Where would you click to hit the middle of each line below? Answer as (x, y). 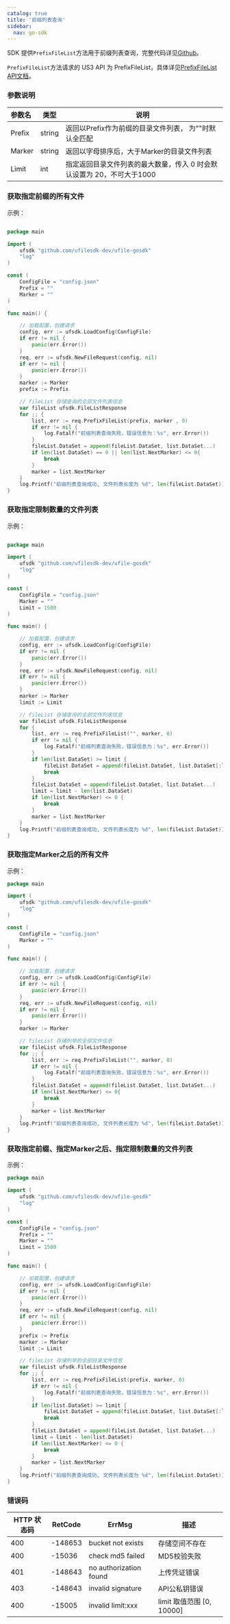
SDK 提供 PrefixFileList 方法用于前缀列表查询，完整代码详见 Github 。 (105, 53)
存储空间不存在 (182, 1543)
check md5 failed (117, 1556)
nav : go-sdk (30, 33)
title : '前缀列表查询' (36, 20)
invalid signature (115, 1588)
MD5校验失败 (180, 1556)
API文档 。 (21, 76)
